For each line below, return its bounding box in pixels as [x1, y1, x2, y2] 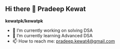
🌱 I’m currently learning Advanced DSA [12, 32, 93, 38]
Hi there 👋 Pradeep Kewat [5, 5, 86, 13]
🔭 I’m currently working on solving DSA [12, 27, 93, 33]
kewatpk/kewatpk [5, 18, 43, 24]
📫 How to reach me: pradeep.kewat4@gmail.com [12, 38, 116, 44]
